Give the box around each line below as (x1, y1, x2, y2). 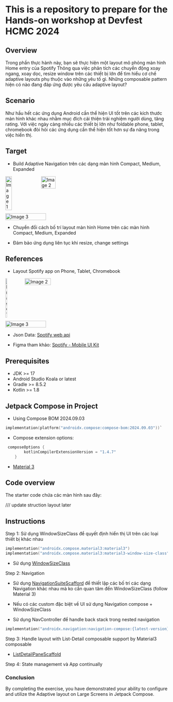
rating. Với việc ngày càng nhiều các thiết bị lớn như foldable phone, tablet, (5, 121, 165, 127)
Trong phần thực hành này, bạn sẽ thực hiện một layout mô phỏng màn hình (5, 60, 166, 65)
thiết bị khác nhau (5, 536, 44, 542)
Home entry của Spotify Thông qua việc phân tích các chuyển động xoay (5, 65, 161, 71)
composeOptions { (7, 444, 45, 450)
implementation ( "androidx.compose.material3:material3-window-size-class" (5, 551, 169, 556)
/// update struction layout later (5, 502, 71, 508)
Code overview (5, 478, 55, 487)
